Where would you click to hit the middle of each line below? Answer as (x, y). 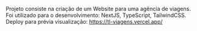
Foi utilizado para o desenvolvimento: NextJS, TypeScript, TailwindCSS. (96, 15)
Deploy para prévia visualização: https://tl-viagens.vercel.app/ (84, 22)
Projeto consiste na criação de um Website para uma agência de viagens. (98, 9)
